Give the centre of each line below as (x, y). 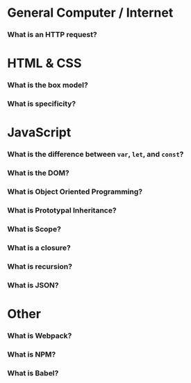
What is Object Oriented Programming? (75, 191)
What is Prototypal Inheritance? (62, 210)
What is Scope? (34, 229)
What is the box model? (48, 85)
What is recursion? (40, 266)
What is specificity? (42, 104)
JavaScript (39, 133)
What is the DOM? (38, 173)
